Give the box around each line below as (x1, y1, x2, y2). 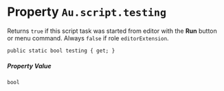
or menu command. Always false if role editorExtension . (7, 34, 170, 42)
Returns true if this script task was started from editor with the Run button (7, 27, 218, 35)
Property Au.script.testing (7, 4, 167, 20)
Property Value (7, 62, 52, 70)
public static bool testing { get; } (7, 47, 115, 54)
